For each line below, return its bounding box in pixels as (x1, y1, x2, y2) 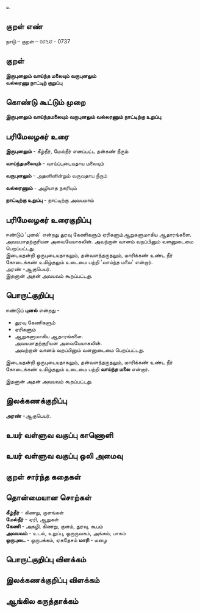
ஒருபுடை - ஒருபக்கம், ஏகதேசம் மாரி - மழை (5, 536, 107, 543)
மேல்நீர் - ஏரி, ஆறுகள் (5, 515, 59, 523)
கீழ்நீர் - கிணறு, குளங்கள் (5, 508, 64, 516)
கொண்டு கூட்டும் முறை (5, 97, 86, 108)
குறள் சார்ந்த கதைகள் (5, 472, 81, 482)
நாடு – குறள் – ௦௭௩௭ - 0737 (5, 37, 71, 45)
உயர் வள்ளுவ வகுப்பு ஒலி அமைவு (5, 451, 123, 461)
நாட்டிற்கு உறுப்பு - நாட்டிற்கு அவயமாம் (5, 196, 94, 204)
